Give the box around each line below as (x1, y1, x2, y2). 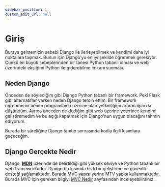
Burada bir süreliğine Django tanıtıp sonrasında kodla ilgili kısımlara (5, 128, 140, 134)
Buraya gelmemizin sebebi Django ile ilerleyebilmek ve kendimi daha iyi (5, 49, 149, 55)
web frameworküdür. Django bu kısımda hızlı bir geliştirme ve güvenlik (5, 166, 147, 172)
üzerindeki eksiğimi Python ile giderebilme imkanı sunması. (5, 65, 124, 71)
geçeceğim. (5, 133, 29, 139)
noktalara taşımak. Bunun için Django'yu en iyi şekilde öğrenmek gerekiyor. (5, 55, 157, 61)
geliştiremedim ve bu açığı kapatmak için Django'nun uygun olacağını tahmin (5, 113, 160, 119)
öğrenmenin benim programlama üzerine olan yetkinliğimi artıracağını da (5, 103, 152, 109)
